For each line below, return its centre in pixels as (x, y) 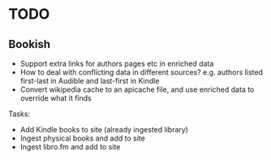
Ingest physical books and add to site (83, 138)
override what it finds (56, 98)
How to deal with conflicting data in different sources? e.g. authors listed (142, 72)
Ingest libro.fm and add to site (70, 147)
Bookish (30, 44)
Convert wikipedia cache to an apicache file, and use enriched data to (137, 89)
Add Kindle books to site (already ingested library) (104, 130)
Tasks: (19, 114)
